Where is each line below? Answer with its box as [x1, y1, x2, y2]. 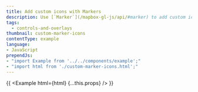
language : [6, 42, 31, 48]
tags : [6, 19, 19, 25]
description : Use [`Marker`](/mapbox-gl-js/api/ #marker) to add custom [6, 14, 186, 20]
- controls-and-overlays [11, 25, 72, 31]
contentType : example [6, 36, 60, 42]
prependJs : [6, 52, 33, 58]
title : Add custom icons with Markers [6, 8, 101, 15]
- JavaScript [6, 47, 38, 53]
